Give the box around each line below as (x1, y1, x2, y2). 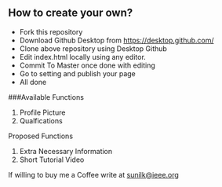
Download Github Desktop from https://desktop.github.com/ (19, 35, 214, 45)
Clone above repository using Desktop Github (19, 43, 167, 53)
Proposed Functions (8, 131, 73, 141)
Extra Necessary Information (19, 146, 113, 156)
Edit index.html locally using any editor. (19, 52, 147, 61)
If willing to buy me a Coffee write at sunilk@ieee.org (8, 170, 179, 179)
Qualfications (19, 115, 63, 125)
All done (19, 77, 47, 86)
